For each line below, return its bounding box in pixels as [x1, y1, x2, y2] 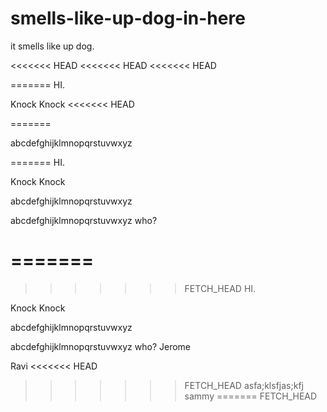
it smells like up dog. [10, 40, 95, 52]
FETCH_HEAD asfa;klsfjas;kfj [184, 379, 304, 391]
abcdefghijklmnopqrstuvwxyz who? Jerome [10, 340, 191, 352]
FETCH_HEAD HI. [184, 282, 257, 294]
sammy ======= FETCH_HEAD [184, 390, 318, 402]
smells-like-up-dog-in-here [10, 7, 246, 30]
